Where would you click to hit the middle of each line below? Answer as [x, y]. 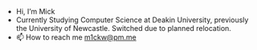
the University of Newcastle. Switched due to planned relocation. [123, 28]
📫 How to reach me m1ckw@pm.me [76, 37]
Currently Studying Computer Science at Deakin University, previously [132, 20]
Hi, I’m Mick [35, 12]
